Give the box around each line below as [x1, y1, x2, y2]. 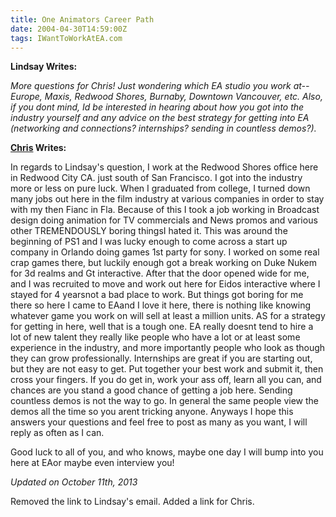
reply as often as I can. [10, 427, 105, 439]
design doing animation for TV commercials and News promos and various [10, 214, 318, 226]
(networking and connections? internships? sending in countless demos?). [10, 122, 317, 135]
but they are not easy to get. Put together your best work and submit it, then [10, 363, 324, 375]
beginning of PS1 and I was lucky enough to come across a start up [10, 236, 288, 248]
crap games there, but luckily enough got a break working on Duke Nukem [10, 257, 318, 269]
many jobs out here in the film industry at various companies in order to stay [10, 193, 325, 205]
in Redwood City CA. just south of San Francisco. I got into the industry [10, 172, 303, 184]
